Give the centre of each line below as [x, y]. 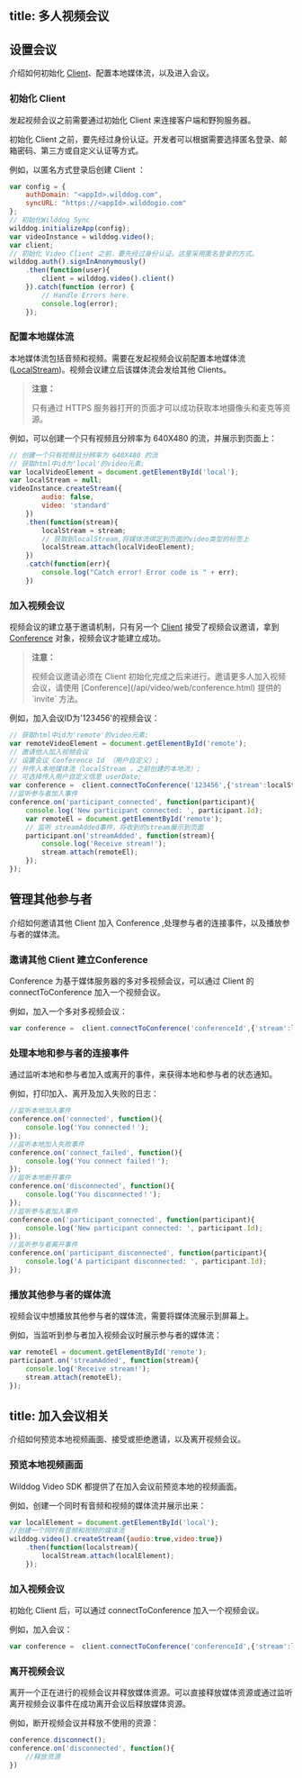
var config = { [38, 186]
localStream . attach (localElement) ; [108, 1556]
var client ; [31, 245]
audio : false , [68, 497]
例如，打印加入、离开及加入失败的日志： [84, 1093]
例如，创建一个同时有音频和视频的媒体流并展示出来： [108, 1505]
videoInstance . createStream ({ [66, 489]
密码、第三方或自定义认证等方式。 [80, 150]
